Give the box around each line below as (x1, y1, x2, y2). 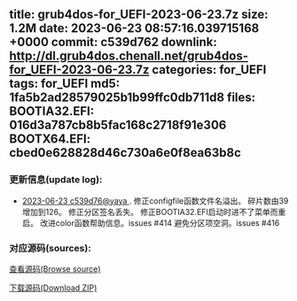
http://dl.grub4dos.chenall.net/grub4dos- (9, 49, 249, 64)
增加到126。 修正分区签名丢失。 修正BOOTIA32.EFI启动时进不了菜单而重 (21, 206, 286, 217)
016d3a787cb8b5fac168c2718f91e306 (9, 118, 227, 133)
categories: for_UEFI (152, 62, 267, 78)
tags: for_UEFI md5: (9, 76, 121, 91)
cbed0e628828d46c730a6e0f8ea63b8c (9, 145, 242, 160)
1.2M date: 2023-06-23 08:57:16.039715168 (9, 21, 260, 36)
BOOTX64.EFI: (9, 132, 91, 147)
